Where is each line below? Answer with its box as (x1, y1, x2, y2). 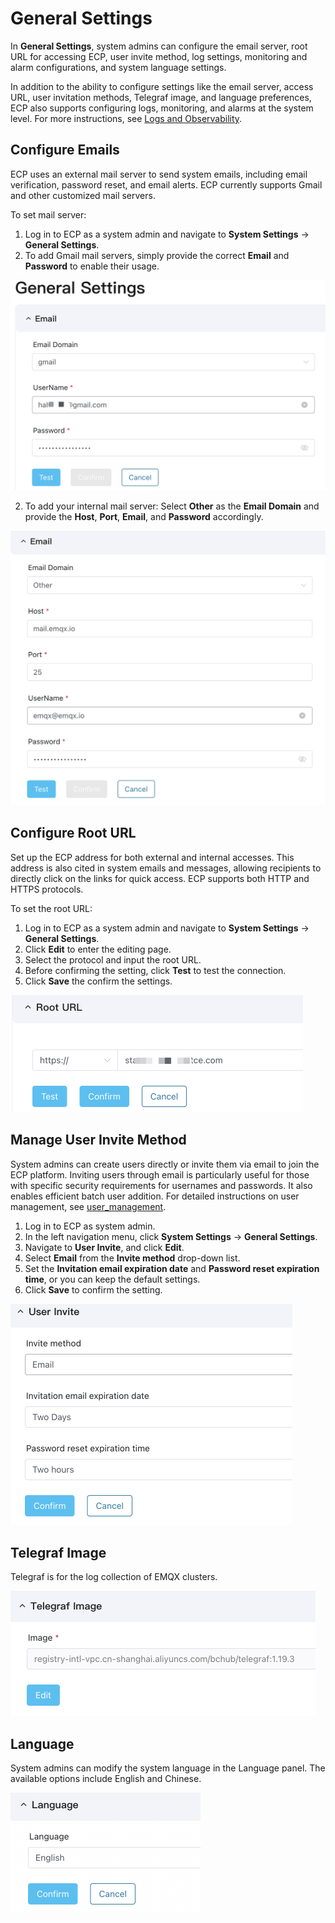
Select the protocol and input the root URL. (24, 953, 202, 966)
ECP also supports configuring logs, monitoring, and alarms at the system (10, 102, 314, 114)
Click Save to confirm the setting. (24, 1283, 163, 1296)
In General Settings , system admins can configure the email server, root (10, 40, 308, 52)
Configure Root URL (10, 825, 137, 842)
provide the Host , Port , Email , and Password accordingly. (24, 511, 264, 523)
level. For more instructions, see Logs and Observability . (10, 112, 243, 124)
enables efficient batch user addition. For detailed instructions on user (10, 1190, 300, 1202)
